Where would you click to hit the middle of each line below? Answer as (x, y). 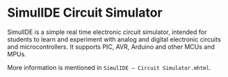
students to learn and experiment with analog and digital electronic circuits (114, 39)
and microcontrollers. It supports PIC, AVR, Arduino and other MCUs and (111, 46)
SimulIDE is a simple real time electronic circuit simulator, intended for (107, 32)
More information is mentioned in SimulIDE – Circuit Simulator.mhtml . (109, 67)
